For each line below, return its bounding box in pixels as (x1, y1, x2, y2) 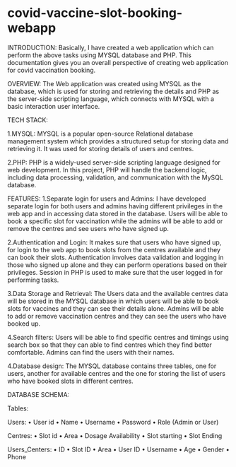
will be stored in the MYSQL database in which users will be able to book (7, 297, 219, 305)
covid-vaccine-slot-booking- (7, 5, 183, 21)
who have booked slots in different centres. (7, 377, 134, 385)
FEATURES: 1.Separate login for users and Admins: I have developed (7, 194, 206, 203)
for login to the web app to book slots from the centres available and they (7, 245, 221, 254)
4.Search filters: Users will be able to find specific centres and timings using (7, 333, 230, 341)
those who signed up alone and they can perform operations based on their (7, 260, 228, 269)
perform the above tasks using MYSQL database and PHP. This (7, 51, 192, 59)
